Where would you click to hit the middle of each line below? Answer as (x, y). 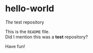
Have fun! (15, 46)
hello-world (30, 9)
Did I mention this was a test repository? (46, 37)
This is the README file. (27, 31)
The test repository (25, 22)
